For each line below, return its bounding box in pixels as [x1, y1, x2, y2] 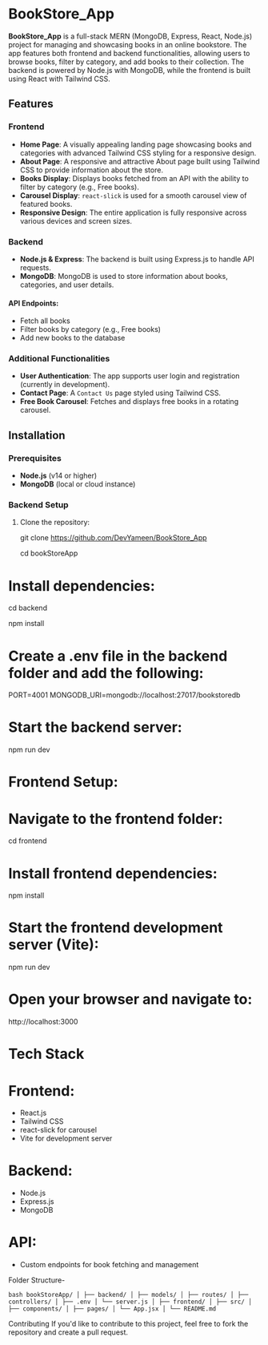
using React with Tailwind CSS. [8, 74, 110, 83]
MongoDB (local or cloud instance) [19, 479, 136, 489]
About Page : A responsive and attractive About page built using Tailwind [19, 156, 260, 166]
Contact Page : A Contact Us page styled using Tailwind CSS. [19, 388, 222, 398]
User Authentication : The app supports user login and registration [19, 371, 240, 381]
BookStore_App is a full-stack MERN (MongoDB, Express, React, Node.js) [8, 31, 253, 41]
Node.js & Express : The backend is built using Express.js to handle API [19, 254, 254, 264]
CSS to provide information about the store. [19, 165, 164, 175]
